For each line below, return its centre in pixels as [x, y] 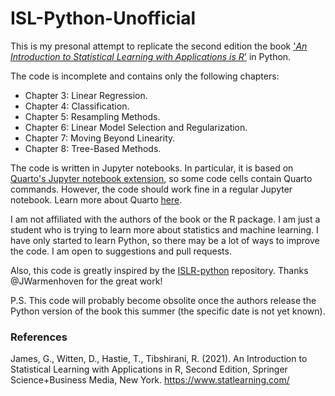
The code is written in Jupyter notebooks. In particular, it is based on [152, 168]
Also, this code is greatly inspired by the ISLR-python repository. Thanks [159, 270]
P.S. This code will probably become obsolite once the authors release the [163, 300]
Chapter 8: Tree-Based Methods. [93, 148]
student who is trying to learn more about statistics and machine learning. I [164, 229]
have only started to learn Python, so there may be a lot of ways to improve [165, 240]
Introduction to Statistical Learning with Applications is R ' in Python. [151, 56]
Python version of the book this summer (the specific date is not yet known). [168, 311]
